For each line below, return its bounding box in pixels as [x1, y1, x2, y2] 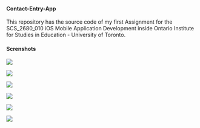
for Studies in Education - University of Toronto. [6, 31, 126, 39]
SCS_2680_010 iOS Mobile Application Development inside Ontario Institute [6, 25, 195, 32]
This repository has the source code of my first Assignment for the [6, 18, 173, 25]
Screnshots [6, 45, 36, 52]
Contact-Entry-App [6, 5, 56, 12]
